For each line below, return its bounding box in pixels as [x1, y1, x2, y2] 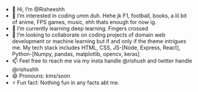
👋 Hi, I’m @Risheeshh [11, 6, 65, 13]
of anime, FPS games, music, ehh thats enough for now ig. [11, 19, 157, 25]
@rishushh [11, 66, 39, 73]
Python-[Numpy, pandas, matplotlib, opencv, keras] [11, 51, 140, 57]
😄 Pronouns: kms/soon [11, 72, 71, 79]
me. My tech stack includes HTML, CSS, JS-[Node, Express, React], [11, 44, 181, 51]
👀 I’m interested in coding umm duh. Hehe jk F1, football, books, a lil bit [11, 12, 187, 19]
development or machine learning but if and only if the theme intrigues [11, 38, 187, 44]
